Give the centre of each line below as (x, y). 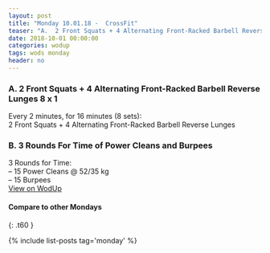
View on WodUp (35, 189)
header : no (27, 61)
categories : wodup (39, 46)
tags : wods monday (39, 53)
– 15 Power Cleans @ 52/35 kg (59, 171)
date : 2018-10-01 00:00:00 (53, 38)
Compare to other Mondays (55, 207)
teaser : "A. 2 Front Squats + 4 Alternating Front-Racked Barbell (124, 31)
